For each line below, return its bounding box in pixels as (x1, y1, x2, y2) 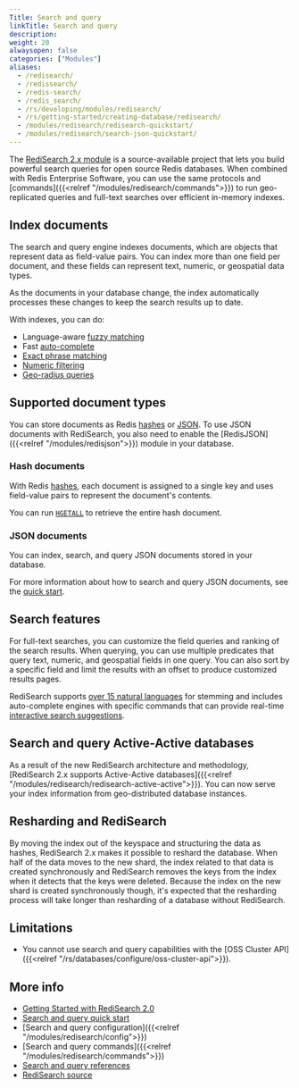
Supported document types (9, 395, 167, 411)
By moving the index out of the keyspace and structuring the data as (9, 837, 262, 849)
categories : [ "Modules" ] (9, 54, 102, 63)
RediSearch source (21, 1069, 93, 1081)
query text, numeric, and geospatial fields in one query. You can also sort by (9, 654, 290, 665)
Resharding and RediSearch (9, 814, 167, 829)
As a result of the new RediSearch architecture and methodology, (9, 759, 250, 770)
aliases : (9, 63, 42, 72)
